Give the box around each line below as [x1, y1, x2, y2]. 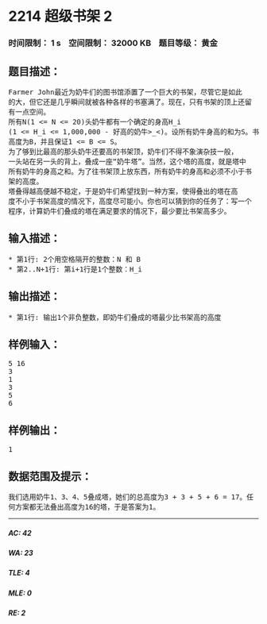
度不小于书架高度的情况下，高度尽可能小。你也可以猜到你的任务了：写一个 [8, 196, 252, 206]
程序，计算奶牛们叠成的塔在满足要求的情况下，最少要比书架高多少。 [8, 206, 231, 215]
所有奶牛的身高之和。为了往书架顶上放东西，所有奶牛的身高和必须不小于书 [8, 167, 252, 175]
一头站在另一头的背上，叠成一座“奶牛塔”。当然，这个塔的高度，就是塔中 [8, 156, 246, 166]
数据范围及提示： [8, 469, 92, 483]
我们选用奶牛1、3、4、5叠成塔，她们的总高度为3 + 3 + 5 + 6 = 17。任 [8, 492, 254, 501]
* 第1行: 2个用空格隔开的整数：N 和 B [8, 255, 141, 264]
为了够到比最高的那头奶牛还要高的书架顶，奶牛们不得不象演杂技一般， [8, 147, 238, 156]
